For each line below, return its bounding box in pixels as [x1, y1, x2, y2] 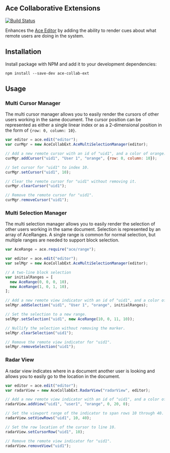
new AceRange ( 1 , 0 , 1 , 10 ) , [10, 284, 69, 289]
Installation [5, 48, 41, 56]
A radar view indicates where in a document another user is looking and [5, 368, 155, 374]
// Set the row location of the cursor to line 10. [5, 425, 116, 430]
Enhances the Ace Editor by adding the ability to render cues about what [5, 27, 157, 33]
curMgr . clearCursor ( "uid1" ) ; [5, 184, 67, 189]
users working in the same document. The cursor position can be [5, 117, 142, 123]
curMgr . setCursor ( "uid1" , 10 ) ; [5, 169, 71, 175]
